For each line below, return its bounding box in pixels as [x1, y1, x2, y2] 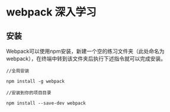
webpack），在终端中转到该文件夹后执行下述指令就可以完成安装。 [6, 55, 166, 62]
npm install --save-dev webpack [6, 100, 86, 106]
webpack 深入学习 [6, 5, 97, 19]
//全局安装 [6, 68, 30, 74]
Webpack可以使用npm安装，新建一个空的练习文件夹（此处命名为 [6, 48, 165, 55]
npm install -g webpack [6, 78, 65, 84]
